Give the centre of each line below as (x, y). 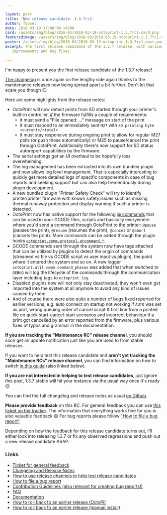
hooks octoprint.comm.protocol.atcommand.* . (59, 241)
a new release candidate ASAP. (37, 441)
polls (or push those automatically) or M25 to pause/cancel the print (89, 140)
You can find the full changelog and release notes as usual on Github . (76, 395)
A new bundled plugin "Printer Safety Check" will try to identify (77, 193)
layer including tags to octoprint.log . (51, 277)
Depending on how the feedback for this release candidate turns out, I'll (79, 431)
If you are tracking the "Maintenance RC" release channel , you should (79, 335)
